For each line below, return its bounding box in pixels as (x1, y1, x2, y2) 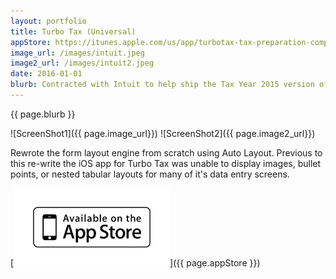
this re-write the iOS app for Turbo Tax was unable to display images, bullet (10, 157, 322, 169)
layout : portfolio (10, 16, 87, 26)
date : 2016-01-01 (10, 69, 83, 79)
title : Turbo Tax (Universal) (10, 26, 137, 37)
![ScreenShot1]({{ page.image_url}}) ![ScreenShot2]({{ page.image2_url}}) (10, 127, 316, 139)
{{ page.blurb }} (10, 108, 76, 120)
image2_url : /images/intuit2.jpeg (10, 58, 155, 69)
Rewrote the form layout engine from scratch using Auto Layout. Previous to (10, 146, 323, 159)
